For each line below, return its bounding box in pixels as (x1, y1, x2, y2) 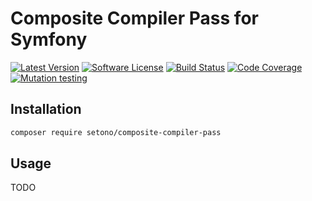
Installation (10, 101, 82, 118)
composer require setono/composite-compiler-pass (10, 127, 222, 137)
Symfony (10, 28, 88, 51)
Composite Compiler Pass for (10, 7, 259, 30)
